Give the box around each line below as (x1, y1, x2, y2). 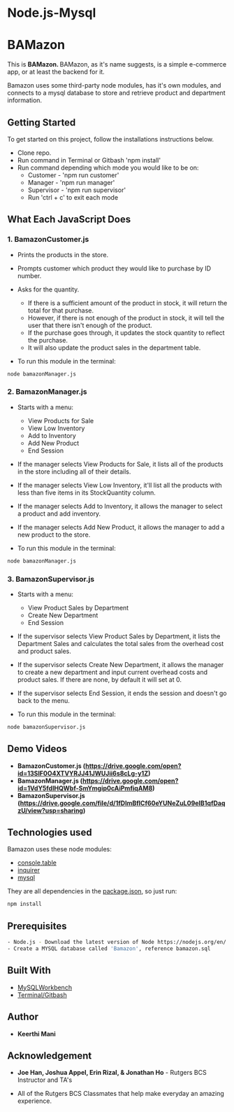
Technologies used (7, 827, 92, 839)
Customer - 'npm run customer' (27, 170, 119, 179)
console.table (17, 858, 57, 867)
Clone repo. (17, 149, 52, 157)
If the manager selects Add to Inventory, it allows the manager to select (17, 502, 223, 510)
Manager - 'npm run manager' (27, 178, 115, 186)
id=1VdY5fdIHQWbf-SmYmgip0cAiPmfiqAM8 (17, 783, 153, 792)
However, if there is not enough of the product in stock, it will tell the (27, 313, 225, 322)
